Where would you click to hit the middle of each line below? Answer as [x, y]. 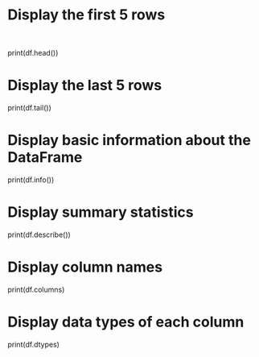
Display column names [85, 267]
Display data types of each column [126, 322]
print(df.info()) [31, 180]
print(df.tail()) [29, 107]
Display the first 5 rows [86, 15]
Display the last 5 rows [85, 85]
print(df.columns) [36, 289]
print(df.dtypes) [33, 344]
